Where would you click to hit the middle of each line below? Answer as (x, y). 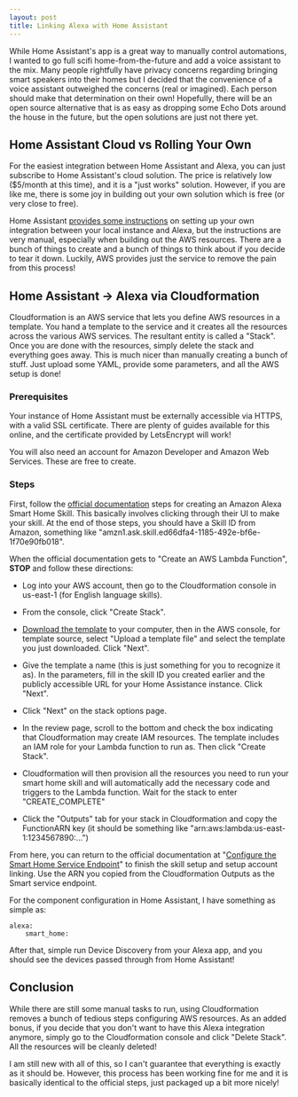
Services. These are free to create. (73, 461)
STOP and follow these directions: (71, 568)
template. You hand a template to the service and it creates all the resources (149, 327)
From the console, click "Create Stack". (94, 612)
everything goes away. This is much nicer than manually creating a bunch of (149, 355)
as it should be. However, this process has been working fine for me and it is (149, 1073)
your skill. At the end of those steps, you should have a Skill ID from (133, 522)
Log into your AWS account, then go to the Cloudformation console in (149, 585)
